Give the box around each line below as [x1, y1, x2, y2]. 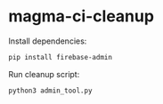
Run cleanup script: [8, 68, 80, 79]
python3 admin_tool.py [8, 86, 93, 95]
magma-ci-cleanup [8, 6, 155, 27]
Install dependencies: [8, 36, 87, 46]
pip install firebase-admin [8, 52, 113, 61]
